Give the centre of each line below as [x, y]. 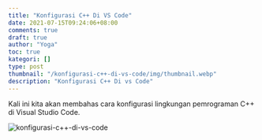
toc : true [24, 52]
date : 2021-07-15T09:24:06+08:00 [63, 23]
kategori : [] [30, 60]
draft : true [28, 37]
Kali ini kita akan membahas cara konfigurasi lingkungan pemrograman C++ [131, 104]
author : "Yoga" [33, 45]
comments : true [33, 30]
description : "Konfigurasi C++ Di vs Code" [81, 81]
